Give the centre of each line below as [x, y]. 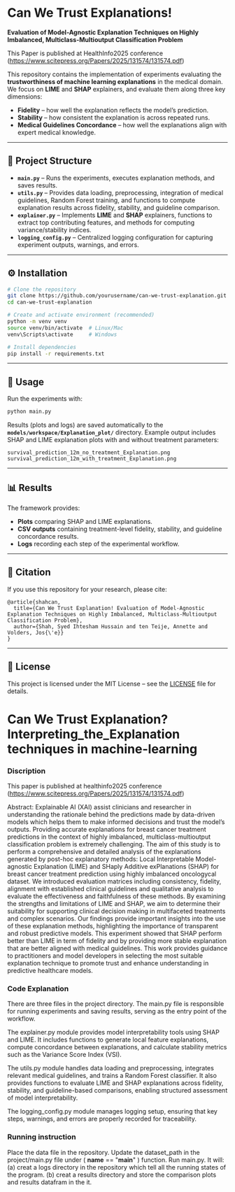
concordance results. [48, 536]
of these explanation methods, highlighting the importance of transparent [113, 926]
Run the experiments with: [45, 399]
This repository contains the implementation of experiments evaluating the [114, 74]
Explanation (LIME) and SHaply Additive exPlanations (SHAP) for [126, 867]
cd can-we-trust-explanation [50, 302]
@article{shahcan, [34, 602]
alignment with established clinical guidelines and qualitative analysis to [111, 889]
